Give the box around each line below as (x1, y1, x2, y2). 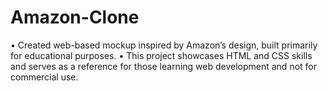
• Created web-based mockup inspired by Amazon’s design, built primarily (10, 39, 318, 51)
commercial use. (10, 71, 79, 83)
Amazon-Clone (10, 6, 140, 29)
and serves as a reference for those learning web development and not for (10, 60, 317, 72)
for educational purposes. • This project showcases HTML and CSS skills (10, 49, 313, 61)
